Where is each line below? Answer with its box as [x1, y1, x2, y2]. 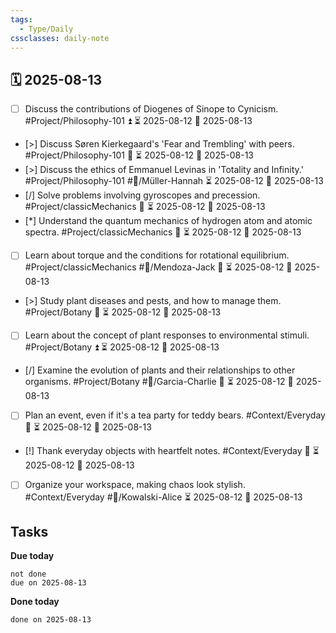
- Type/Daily [19, 24, 74, 34]
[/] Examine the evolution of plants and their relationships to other [24, 364, 296, 376]
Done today [10, 596, 60, 608]
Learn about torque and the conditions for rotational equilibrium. [24, 249, 290, 261]
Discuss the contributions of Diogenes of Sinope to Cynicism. [24, 103, 279, 115]
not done [10, 569, 47, 580]
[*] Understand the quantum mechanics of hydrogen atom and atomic [24, 215, 313, 227]
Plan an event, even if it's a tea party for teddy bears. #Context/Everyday [24, 409, 326, 421]
